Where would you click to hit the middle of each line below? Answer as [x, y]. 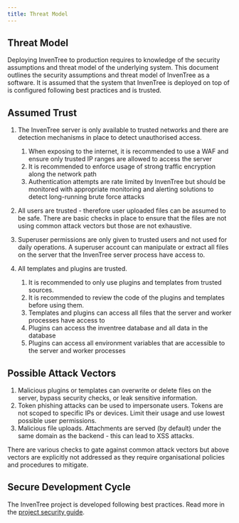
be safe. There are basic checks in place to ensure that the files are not [122, 218]
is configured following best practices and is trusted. [85, 91]
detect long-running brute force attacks [86, 197]
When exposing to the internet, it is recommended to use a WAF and [128, 151]
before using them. [56, 305]
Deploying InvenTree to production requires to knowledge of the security [114, 60]
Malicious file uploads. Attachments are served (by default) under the [119, 428]
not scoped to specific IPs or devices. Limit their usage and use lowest [121, 413]
